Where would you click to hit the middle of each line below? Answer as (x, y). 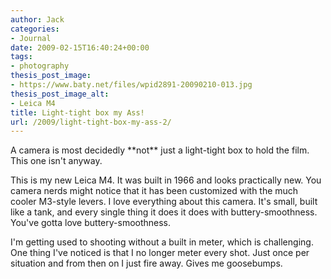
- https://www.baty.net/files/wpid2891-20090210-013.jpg (131, 85)
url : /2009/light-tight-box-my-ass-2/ (91, 122)
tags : (21, 57)
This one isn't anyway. (56, 161)
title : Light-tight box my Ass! (77, 112)
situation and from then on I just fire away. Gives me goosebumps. (146, 263)
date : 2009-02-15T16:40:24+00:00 (80, 47)
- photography (40, 66)
